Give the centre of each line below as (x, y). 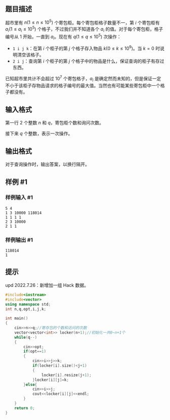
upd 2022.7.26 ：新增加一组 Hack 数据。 (47, 285)
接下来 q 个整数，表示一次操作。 (39, 134)
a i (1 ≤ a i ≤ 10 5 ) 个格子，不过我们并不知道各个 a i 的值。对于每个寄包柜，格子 (84, 29)
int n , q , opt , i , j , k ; (26, 309)
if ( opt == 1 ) (35, 351)
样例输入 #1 (19, 198)
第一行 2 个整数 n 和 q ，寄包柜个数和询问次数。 (55, 123)
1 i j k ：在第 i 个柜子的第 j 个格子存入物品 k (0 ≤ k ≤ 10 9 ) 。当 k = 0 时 (86, 48)
